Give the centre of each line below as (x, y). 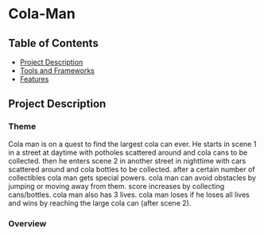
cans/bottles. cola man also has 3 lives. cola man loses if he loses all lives (129, 195)
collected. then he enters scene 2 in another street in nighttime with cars (127, 160)
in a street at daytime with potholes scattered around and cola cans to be (128, 152)
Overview (27, 223)
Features (34, 79)
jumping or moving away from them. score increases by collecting (116, 186)
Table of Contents (54, 43)
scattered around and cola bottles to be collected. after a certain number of (132, 169)
